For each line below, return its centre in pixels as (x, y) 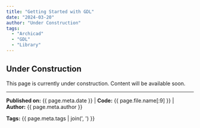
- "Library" (26, 45)
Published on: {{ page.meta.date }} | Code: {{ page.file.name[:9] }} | (90, 100)
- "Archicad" (28, 34)
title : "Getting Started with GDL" (50, 12)
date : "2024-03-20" (30, 17)
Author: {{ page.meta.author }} (44, 107)
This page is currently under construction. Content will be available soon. (96, 83)
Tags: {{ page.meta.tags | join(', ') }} (51, 118)
